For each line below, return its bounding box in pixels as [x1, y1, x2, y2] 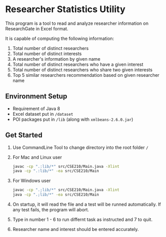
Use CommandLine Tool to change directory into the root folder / [12, 144, 148, 150]
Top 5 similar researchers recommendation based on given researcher [12, 72, 159, 78]
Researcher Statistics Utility [5, 4, 126, 15]
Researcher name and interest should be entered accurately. [12, 226, 139, 232]
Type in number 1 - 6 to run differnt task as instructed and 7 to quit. [12, 216, 153, 223]
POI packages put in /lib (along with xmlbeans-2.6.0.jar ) [12, 116, 134, 122]
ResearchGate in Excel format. [5, 25, 68, 31]
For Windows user [12, 178, 51, 184]
